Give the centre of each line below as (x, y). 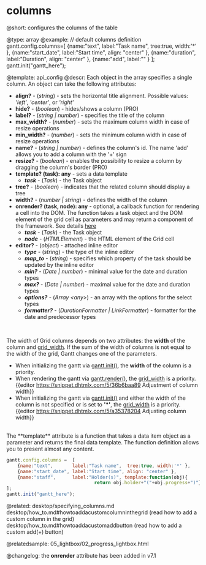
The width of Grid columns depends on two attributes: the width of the (96, 340)
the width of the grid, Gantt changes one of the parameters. (82, 353)
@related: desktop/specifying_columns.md (60, 506)
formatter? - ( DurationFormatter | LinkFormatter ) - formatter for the (110, 310)
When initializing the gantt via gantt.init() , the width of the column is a (103, 365)
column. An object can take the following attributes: (71, 84)
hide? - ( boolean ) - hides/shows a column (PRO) (77, 108)
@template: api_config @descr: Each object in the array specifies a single (99, 77)
